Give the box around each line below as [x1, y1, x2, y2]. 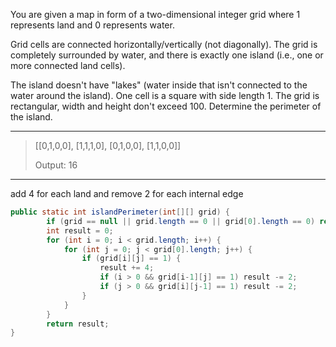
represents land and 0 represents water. [10, 19, 175, 31]
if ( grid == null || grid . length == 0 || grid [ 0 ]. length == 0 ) [46, 216, 316, 226]
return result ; [46, 319, 110, 329]
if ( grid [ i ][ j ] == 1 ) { [81, 254, 182, 264]
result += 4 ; [99, 263, 155, 273]
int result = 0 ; [46, 225, 114, 236]
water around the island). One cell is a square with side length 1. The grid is [10, 90, 320, 101]
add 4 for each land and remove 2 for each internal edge [10, 188, 244, 199]
